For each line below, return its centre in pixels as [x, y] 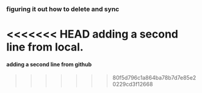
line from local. [45, 47]
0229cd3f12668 [133, 84]
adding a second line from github [49, 64]
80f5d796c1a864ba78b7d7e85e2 [154, 78]
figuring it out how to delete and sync [63, 9]
